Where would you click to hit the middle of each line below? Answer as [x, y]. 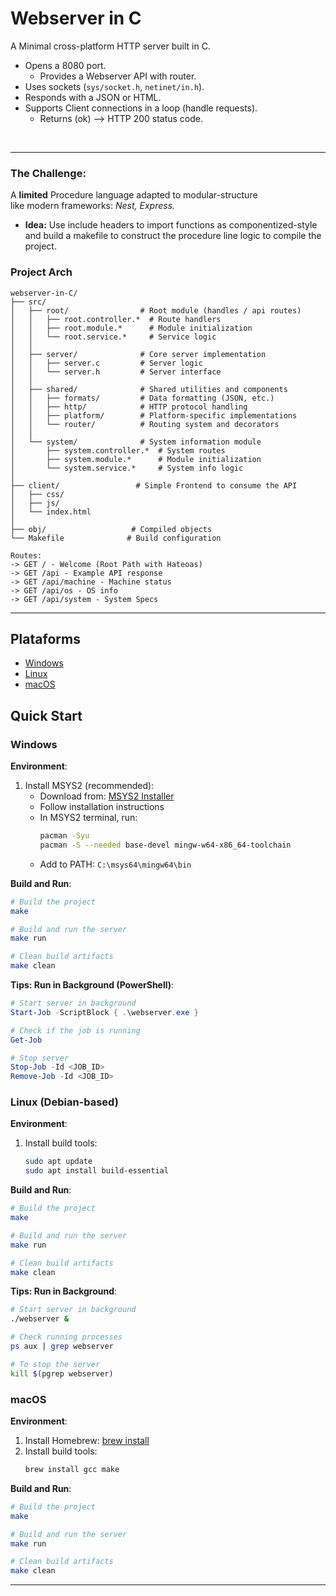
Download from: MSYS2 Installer [107, 796]
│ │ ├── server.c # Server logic [106, 363]
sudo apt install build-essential [96, 1171]
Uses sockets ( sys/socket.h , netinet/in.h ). [114, 86]
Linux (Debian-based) [64, 1102]
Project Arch [41, 272]
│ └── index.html [51, 512]
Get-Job [26, 1040]
